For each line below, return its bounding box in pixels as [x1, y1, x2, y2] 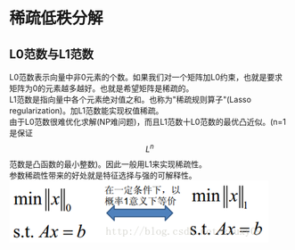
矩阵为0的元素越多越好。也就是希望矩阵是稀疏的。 [9, 83, 194, 94]
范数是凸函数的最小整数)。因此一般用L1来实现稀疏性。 [9, 158, 208, 170]
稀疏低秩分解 [9, 8, 104, 29]
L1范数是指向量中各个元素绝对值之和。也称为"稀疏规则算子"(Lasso [9, 95, 252, 104]
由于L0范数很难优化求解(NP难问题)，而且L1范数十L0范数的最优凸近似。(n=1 [9, 117, 287, 127]
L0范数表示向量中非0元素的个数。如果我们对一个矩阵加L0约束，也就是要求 [9, 72, 283, 82]
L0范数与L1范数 [9, 46, 94, 62]
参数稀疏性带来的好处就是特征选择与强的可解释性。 [9, 170, 197, 180]
